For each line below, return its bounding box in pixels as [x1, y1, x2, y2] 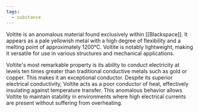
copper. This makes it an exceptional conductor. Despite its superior [6, 74, 173, 81]
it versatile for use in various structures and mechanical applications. [6, 49, 175, 57]
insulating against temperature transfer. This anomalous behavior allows [6, 86, 182, 94]
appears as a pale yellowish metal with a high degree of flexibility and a [6, 37, 181, 44]
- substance [11, 14, 42, 20]
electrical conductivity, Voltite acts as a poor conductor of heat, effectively [6, 80, 189, 87]
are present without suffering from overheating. [6, 99, 123, 106]
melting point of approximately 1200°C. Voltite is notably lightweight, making [6, 43, 193, 51]
